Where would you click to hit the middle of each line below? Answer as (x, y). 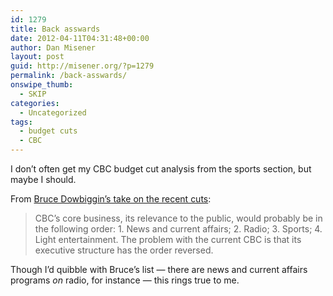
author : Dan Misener (53, 47)
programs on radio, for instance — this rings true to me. (125, 280)
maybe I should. (43, 179)
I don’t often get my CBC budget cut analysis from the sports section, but (161, 169)
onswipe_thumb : (42, 85)
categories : (35, 103)
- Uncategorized (53, 112)
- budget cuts (48, 131)
